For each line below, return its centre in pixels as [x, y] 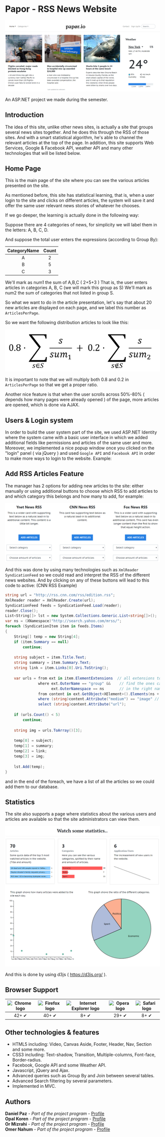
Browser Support [32, 990]
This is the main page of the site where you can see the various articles [77, 181]
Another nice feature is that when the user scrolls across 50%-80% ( [75, 394]
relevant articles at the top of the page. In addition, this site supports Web [79, 143]
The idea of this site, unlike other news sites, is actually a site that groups [79, 127]
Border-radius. [27, 1060]
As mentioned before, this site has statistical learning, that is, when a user [80, 195]
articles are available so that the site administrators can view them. [72, 819]
